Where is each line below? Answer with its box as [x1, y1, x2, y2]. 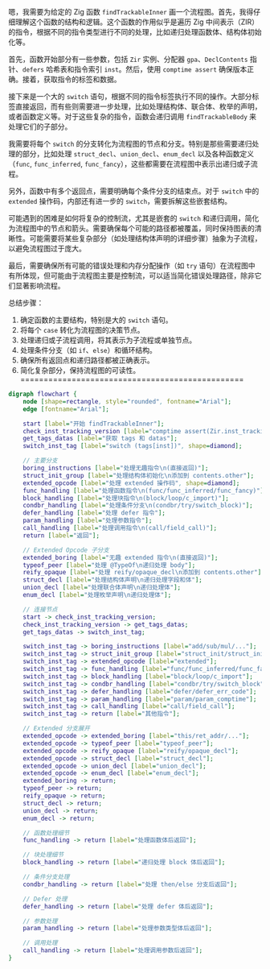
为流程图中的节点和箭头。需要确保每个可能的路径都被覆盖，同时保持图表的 [8, 224, 255, 233]
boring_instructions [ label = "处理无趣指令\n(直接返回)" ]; [22, 464, 209, 472]
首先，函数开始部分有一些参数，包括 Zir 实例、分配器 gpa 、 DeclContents [8, 55, 248, 64]
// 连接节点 [22, 605, 58, 614]
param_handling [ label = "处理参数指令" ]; [22, 516, 153, 525]
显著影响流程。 [14, 281, 65, 290]
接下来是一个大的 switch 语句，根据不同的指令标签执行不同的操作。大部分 [8, 92, 252, 101]
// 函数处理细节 [22, 829, 70, 837]
